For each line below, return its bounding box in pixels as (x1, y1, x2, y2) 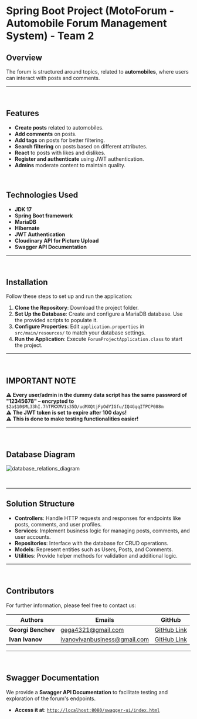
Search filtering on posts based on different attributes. (14, 143, 148, 150)
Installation (6, 277, 48, 287)
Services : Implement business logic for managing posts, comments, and (14, 527, 191, 534)
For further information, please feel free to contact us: (6, 602, 137, 609)
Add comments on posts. (14, 130, 77, 137)
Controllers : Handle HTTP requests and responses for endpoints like (14, 514, 181, 522)
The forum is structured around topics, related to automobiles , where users (6, 68, 189, 75)
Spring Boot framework (14, 212, 73, 219)
